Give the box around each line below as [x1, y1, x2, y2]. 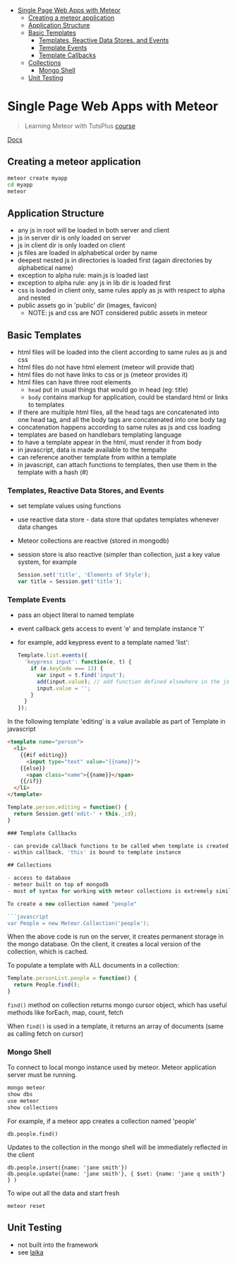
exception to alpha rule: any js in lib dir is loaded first [17, 278, 171, 287]
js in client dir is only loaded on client [17, 241, 126, 249]
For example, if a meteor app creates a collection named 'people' [7, 1117, 197, 1125]
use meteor [7, 1098, 39, 1105]
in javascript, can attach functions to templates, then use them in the [17, 461, 217, 469]
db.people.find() [7, 1130, 59, 1137]
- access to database [7, 874, 71, 882]
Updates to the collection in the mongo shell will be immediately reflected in [7, 1143, 228, 1151]
